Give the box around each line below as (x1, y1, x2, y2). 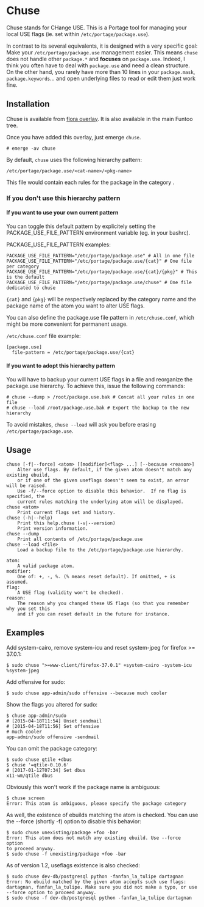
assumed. (6, 579, 29, 585)
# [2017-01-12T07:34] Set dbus (6, 767, 86, 773)
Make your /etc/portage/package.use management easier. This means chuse (6, 48, 198, 56)
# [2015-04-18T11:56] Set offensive (6, 723, 99, 729)
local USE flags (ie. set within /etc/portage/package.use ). (6, 30, 150, 37)
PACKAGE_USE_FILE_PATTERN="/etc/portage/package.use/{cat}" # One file (6, 258, 192, 264)
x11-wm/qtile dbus (6, 773, 53, 779)
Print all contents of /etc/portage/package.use (17, 536, 143, 542)
